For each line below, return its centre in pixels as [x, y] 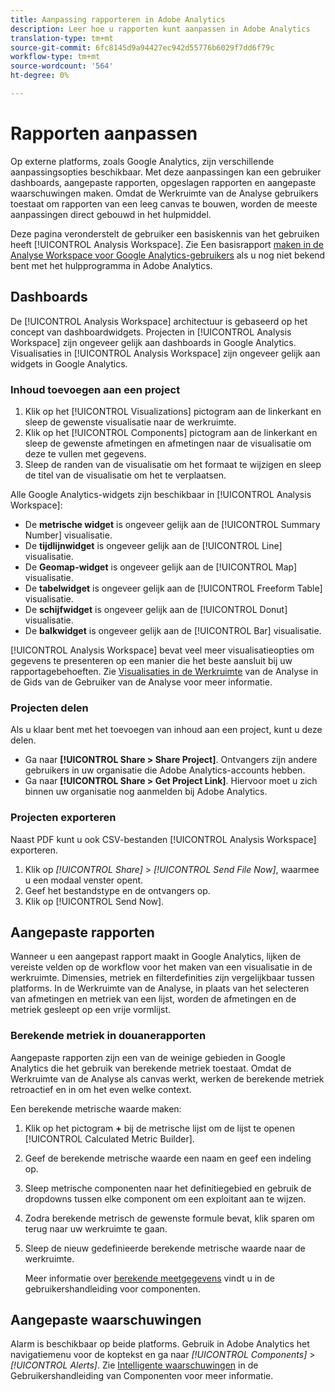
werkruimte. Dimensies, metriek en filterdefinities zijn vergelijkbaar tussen [162, 978]
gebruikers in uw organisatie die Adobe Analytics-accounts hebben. [165, 770]
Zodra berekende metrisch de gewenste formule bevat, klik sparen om [169, 1218]
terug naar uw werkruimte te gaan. [96, 1228]
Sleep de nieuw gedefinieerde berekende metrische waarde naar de [165, 1248]
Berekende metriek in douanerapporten [108, 1036]
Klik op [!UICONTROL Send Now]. [94, 901]
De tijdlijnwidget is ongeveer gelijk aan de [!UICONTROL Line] [153, 545]
